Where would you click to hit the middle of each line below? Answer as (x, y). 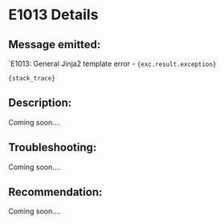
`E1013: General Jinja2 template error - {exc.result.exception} (112, 63)
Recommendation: (55, 192)
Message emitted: (55, 45)
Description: (40, 103)
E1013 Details (53, 15)
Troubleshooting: (53, 147)
